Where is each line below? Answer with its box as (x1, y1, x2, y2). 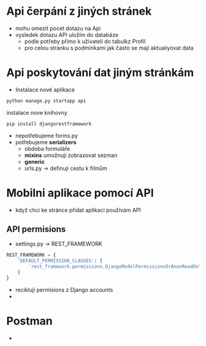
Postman (6, 314, 53, 328)
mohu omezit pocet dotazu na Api (15, 25, 101, 32)
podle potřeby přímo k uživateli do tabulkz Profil (24, 37, 146, 45)
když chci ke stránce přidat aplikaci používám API (15, 206, 141, 213)
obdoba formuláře (24, 145, 71, 152)
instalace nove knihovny (6, 109, 67, 116)
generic (24, 158, 45, 165)
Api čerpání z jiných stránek (6, 4, 152, 18)
